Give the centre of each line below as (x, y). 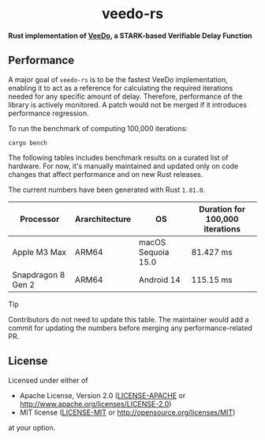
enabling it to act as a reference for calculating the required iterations (121, 88)
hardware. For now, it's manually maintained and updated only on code (123, 166)
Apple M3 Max (39, 252)
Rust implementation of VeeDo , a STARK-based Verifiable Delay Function (130, 36)
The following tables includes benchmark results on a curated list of (118, 157)
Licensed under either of (48, 380)
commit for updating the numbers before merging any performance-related (130, 328)
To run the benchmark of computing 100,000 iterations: (98, 128)
